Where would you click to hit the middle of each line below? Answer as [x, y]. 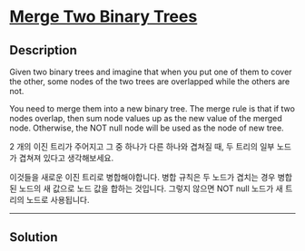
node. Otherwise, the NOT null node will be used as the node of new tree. [147, 128]
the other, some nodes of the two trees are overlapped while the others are [150, 82]
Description [43, 50]
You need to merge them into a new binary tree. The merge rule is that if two [152, 109]
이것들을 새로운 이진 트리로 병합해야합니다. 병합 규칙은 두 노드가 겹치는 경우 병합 [151, 177]
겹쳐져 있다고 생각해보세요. [66, 158]
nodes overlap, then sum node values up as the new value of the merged [146, 118]
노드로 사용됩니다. [58, 200]
